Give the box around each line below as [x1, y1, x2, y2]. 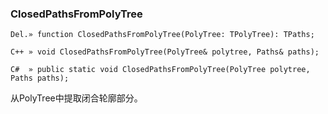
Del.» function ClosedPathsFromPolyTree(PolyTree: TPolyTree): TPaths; [10, 30, 315, 40]
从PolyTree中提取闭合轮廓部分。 [10, 92, 143, 104]
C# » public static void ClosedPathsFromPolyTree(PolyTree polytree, [10, 65, 311, 75]
